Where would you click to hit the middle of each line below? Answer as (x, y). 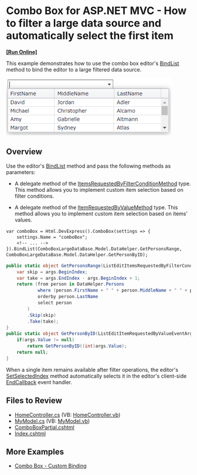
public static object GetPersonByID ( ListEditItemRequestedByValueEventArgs (101, 334)
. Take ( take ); (43, 321)
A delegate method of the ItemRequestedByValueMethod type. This (96, 207)
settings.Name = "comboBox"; (52, 237)
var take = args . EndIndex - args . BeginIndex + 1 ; (79, 278)
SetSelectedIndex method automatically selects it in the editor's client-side (96, 376)
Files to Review (34, 401)
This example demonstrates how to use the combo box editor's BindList (93, 63)
